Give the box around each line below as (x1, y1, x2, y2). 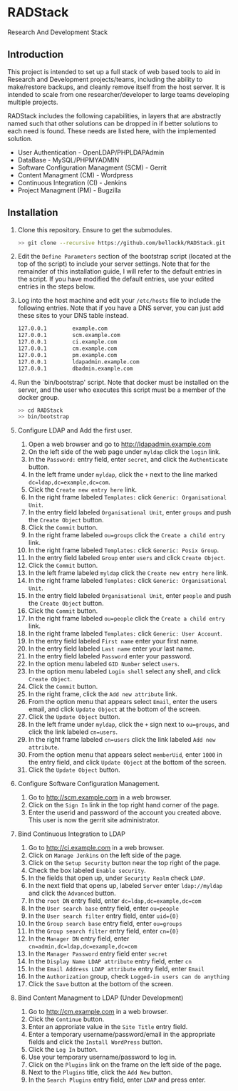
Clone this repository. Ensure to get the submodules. (17, 225, 172, 234)
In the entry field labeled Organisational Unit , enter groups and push (28, 508, 232, 517)
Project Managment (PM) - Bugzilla (17, 186, 121, 195)
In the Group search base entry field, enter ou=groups (28, 919, 182, 928)
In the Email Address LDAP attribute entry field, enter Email (28, 965, 205, 973)
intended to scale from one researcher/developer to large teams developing (7, 90, 229, 98)
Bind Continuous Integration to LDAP (17, 829, 126, 838)
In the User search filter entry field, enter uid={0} (28, 911, 180, 920)
